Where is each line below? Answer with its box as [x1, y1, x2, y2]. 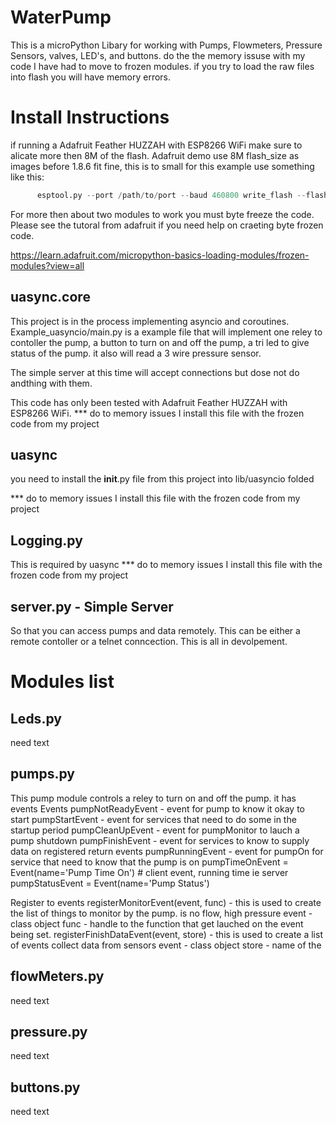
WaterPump [10, 6, 112, 29]
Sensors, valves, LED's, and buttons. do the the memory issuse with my [10, 49, 306, 61]
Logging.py [10, 532, 83, 549]
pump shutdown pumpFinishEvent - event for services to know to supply [10, 834, 310, 846]
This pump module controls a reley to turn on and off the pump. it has [10, 792, 297, 804]
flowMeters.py [10, 968, 105, 985]
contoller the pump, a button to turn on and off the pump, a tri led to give [10, 336, 310, 348]
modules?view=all [10, 259, 85, 271]
